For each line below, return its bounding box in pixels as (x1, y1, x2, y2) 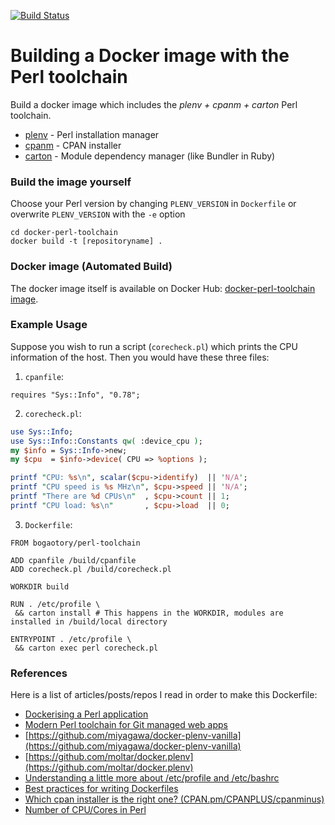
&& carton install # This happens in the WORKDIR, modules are (14, 608, 284, 618)
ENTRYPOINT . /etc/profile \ (10, 634, 132, 644)
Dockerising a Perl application (24, 708, 149, 720)
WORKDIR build (10, 581, 70, 592)
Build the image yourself (10, 175, 132, 189)
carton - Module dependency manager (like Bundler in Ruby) (24, 150, 276, 162)
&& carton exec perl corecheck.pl (14, 643, 159, 653)
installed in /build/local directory (10, 616, 168, 627)
